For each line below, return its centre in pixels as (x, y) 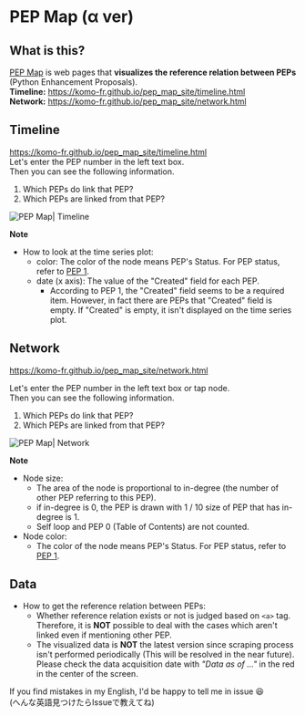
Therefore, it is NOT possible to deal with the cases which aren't (157, 626)
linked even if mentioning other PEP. (104, 635)
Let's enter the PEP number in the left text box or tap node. (120, 388)
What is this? (47, 51)
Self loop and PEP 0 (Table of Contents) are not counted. (143, 526)
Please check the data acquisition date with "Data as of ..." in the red (165, 664)
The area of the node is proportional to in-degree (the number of (158, 488)
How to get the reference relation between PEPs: (114, 606)
